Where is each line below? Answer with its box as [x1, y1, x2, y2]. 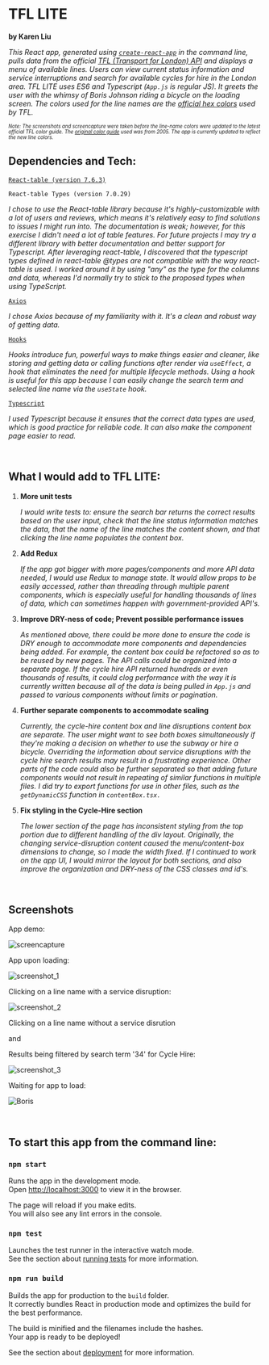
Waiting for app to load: [8, 1081, 86, 1090]
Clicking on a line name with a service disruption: [8, 987, 172, 997]
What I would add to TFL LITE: [8, 470, 161, 484]
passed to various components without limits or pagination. [19, 690, 218, 699]
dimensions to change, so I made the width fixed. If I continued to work [19, 846, 257, 856]
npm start [8, 1160, 47, 1169]
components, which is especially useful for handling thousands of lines [19, 590, 257, 599]
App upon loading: [8, 955, 70, 965]
